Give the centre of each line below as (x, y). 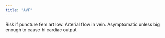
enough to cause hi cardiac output (41, 30)
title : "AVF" (19, 10)
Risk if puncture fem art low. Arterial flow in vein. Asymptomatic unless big (83, 24)
